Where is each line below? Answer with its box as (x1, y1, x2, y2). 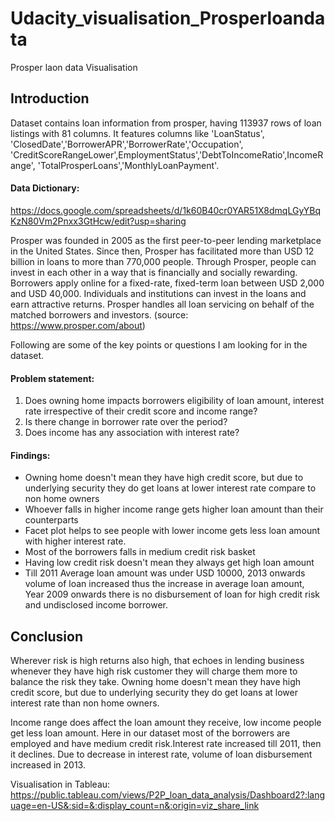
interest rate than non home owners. (10, 697, 160, 709)
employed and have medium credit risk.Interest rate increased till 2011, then (10, 738, 322, 750)
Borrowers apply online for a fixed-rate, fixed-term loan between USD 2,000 (10, 277, 325, 289)
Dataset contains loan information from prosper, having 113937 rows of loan (10, 117, 322, 129)
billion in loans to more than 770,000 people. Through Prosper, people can (10, 255, 317, 267)
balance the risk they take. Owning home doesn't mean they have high (10, 676, 302, 688)
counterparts (24, 514, 79, 526)
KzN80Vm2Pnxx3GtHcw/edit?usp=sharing (10, 215, 187, 227)
